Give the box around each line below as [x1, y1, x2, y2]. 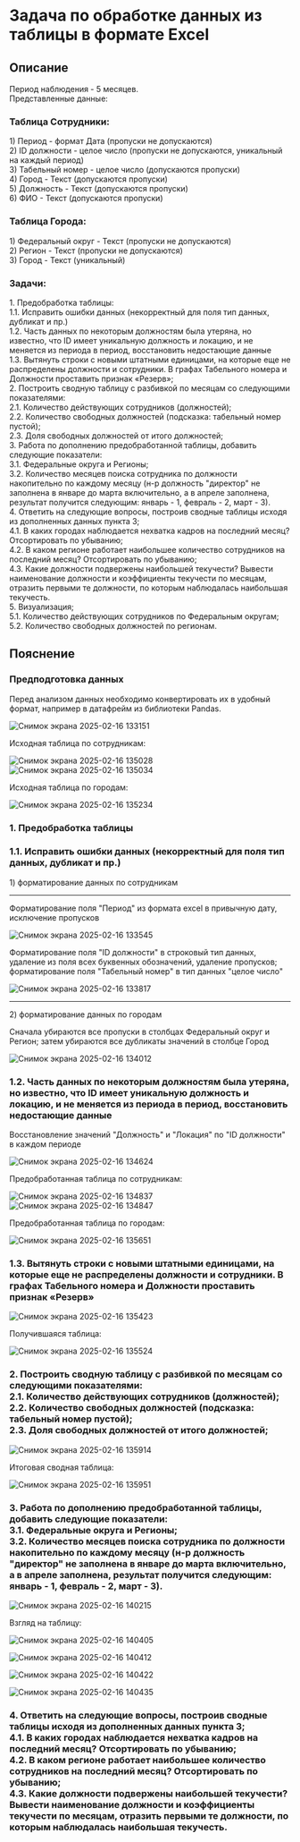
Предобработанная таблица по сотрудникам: [9, 1174, 183, 1184]
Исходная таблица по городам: [9, 782, 129, 793]
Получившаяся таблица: [9, 1328, 102, 1339]
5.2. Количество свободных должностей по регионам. [9, 620, 217, 631]
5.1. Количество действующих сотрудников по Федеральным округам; [9, 610, 279, 622]
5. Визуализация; [9, 601, 74, 612]
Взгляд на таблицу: [9, 1617, 82, 1628]
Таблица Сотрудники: [9, 115, 110, 128]
